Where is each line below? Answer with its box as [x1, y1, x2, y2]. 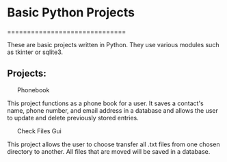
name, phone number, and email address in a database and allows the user [7, 106, 219, 114]
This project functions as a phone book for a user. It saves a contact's [7, 99, 204, 107]
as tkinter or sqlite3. [7, 48, 64, 56]
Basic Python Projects [7, 5, 135, 21]
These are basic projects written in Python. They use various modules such [7, 40, 219, 49]
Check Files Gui [16, 126, 62, 135]
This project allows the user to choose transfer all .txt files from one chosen [7, 140, 220, 148]
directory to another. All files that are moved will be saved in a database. [7, 147, 211, 155]
